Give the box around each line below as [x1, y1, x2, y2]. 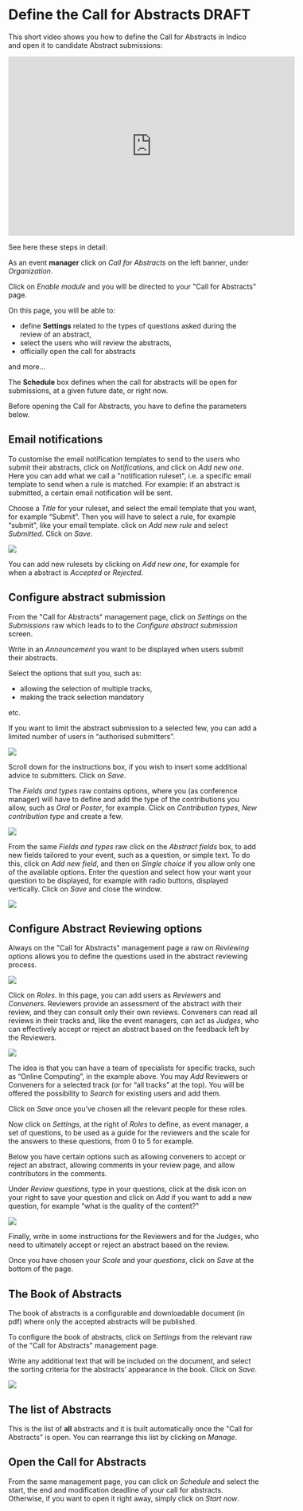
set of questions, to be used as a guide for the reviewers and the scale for [8, 1128, 251, 1138]
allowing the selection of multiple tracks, [19, 683, 153, 693]
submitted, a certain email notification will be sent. [8, 488, 173, 498]
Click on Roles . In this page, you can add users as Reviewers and [8, 990, 221, 1000]
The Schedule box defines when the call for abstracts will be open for [8, 377, 238, 387]
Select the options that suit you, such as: [8, 668, 142, 678]
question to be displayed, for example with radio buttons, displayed [8, 876, 229, 885]
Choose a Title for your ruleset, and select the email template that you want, [8, 503, 257, 513]
